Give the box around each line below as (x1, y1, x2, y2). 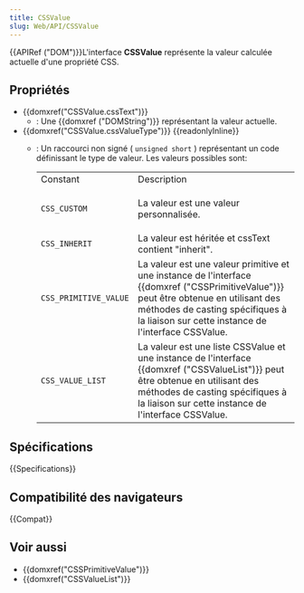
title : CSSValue (9, 13, 71, 23)
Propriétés (9, 82, 71, 98)
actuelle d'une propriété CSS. (9, 56, 119, 67)
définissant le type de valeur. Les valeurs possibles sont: (35, 153, 248, 164)
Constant (40, 173, 80, 186)
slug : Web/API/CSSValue (9, 22, 100, 31)
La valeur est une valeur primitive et (138, 258, 290, 271)
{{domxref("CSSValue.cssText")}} (22, 106, 148, 118)
